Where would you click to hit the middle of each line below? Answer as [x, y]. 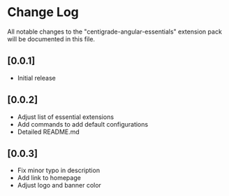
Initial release [36, 78]
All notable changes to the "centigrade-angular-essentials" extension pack [114, 31]
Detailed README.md [49, 132]
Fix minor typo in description [58, 170]
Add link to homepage [49, 178]
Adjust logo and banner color [59, 185]
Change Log [43, 12]
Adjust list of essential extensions [65, 117]
